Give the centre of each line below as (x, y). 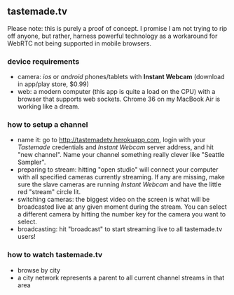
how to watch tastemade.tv (55, 255)
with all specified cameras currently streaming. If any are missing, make (121, 177)
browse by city (39, 270)
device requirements (43, 61)
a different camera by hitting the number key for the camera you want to (122, 214)
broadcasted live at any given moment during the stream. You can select (122, 207)
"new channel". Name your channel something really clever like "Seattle (121, 155)
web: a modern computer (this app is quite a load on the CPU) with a (116, 92)
